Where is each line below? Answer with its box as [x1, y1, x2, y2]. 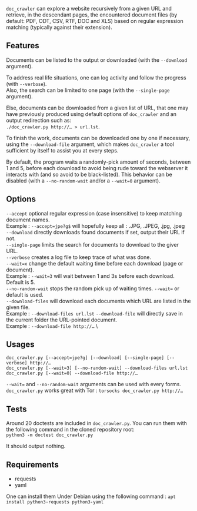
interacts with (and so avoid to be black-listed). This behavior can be [6, 171, 172, 178]
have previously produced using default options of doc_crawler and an [6, 110, 176, 117]
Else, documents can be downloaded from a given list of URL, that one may [6, 104, 189, 111]
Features [6, 41, 39, 51]
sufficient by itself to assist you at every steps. [6, 147, 119, 154]
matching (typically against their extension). [6, 24, 113, 31]
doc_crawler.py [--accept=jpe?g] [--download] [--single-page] [6, 355, 165, 361]
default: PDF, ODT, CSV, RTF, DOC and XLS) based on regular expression [6, 18, 183, 24]
